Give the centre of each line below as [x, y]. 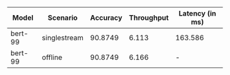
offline [52, 57]
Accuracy [106, 18]
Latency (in [198, 13]
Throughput [149, 18]
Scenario [63, 18]
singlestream [63, 38]
